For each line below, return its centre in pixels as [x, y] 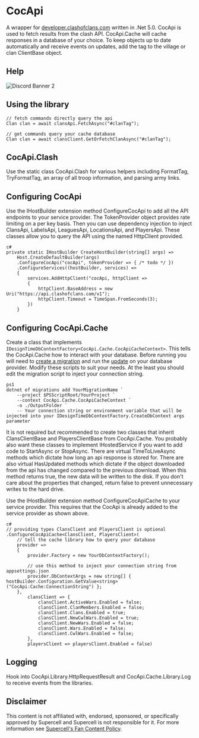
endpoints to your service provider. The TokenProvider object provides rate [98, 217]
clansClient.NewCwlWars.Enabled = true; [89, 618]
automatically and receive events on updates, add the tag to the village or [96, 46]
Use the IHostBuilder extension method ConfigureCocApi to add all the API [97, 211]
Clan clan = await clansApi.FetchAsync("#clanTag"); [73, 123]
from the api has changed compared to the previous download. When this [96, 470]
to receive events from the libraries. [50, 683]
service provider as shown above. [48, 513]
